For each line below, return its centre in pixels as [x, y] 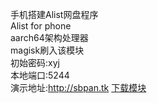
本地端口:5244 [40, 75]
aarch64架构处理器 [49, 37]
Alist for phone [41, 26]
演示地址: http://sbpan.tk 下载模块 [78, 87]
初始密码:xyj [35, 62]
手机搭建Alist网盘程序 [54, 14]
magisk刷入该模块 [47, 50]
